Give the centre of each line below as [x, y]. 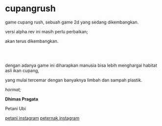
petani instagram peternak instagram [42, 118]
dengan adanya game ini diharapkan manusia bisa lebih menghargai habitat [81, 65]
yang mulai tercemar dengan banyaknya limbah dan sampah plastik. [74, 80]
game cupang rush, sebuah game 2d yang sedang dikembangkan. [72, 22]
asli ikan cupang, [22, 70]
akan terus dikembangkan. [32, 41]
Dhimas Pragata [22, 99]
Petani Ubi [15, 108]
